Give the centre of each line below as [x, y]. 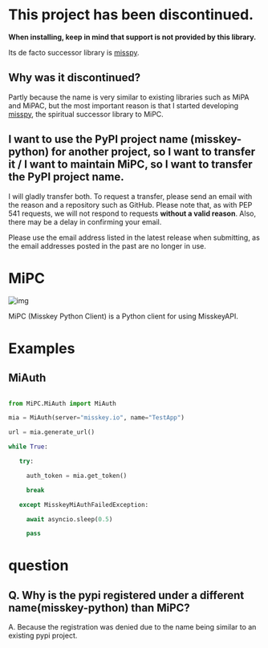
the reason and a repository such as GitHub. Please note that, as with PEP [130, 205]
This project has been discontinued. [131, 15]
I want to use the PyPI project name [98, 139]
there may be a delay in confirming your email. [85, 221]
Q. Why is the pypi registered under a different [126, 595]
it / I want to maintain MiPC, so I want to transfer [130, 165]
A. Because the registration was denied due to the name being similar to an [132, 627]
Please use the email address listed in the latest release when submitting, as [134, 237]
